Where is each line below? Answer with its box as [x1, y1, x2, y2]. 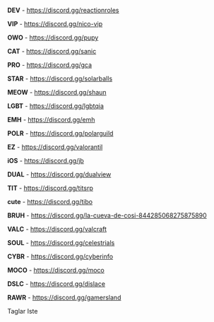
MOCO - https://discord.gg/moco [7, 266, 105, 274]
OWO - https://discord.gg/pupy [7, 33, 99, 42]
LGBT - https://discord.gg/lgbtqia [7, 102, 105, 110]
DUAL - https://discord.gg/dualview [7, 170, 112, 179]
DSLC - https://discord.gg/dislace [7, 280, 106, 288]
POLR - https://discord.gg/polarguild [7, 129, 114, 137]
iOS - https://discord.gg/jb [7, 157, 85, 165]
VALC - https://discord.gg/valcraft [7, 225, 107, 233]
